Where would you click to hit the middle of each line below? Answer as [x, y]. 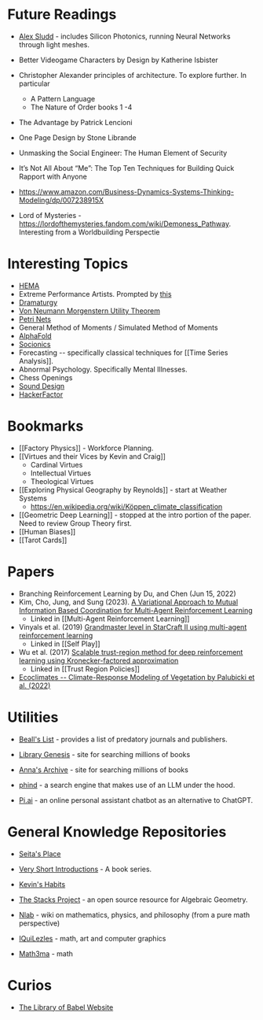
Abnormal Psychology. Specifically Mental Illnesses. [103, 369]
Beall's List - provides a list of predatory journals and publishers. [123, 739]
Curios [30, 985]
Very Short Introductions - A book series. [85, 869]
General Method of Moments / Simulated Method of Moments [118, 327]
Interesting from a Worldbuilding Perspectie [89, 232]
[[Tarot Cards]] [43, 540]
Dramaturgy [38, 302]
